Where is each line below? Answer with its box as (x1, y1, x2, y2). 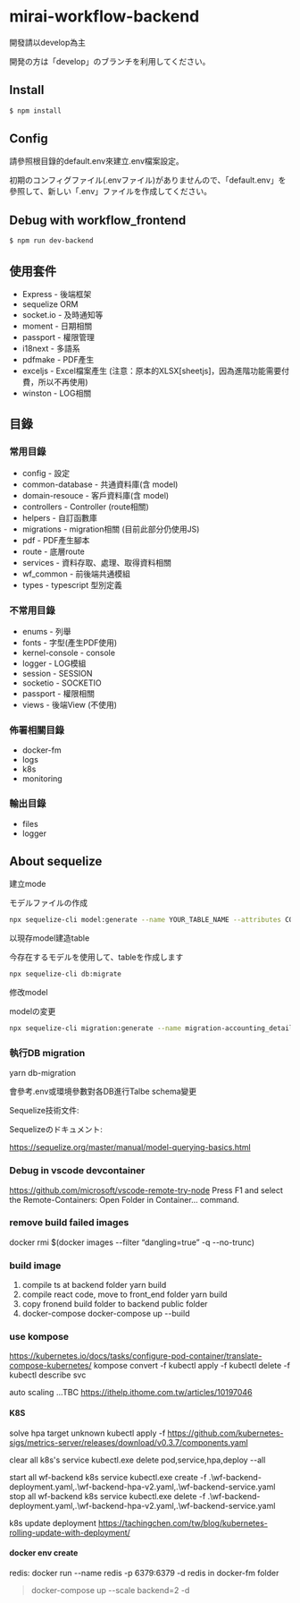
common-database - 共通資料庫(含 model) (21, 479, 179, 490)
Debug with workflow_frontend (9, 212, 187, 227)
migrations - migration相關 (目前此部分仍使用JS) (21, 524, 200, 534)
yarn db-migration (9, 1068, 76, 1079)
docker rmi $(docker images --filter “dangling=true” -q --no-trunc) (9, 1237, 255, 1248)
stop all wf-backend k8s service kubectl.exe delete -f (9, 1490, 206, 1501)
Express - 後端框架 (21, 288, 92, 299)
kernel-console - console (21, 647, 116, 658)
